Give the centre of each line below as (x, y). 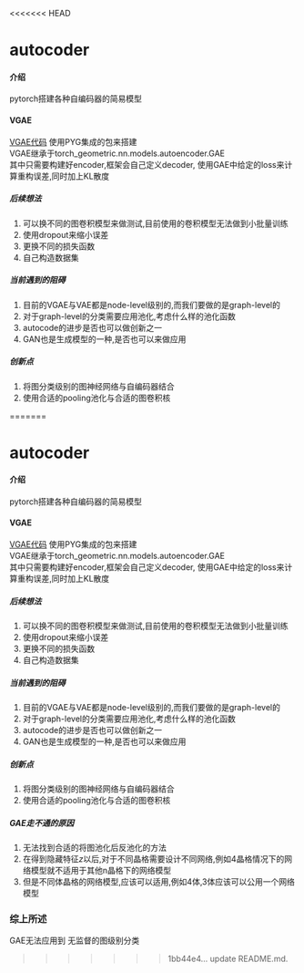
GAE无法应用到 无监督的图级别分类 (75, 941)
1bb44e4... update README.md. (228, 959)
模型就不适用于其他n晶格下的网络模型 (101, 870)
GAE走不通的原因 (42, 823)
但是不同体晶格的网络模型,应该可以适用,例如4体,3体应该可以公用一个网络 (159, 881)
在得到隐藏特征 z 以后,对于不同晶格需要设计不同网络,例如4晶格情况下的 (153, 859)
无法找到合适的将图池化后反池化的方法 (94, 847)
